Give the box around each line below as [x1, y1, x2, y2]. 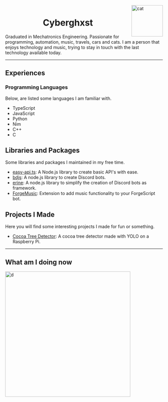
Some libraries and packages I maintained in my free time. [5, 159, 125, 165]
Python [12, 115, 27, 122]
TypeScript [12, 105, 35, 111]
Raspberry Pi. [12, 239, 41, 245]
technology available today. [5, 50, 62, 56]
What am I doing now [5, 258, 72, 266]
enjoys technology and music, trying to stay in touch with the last [5, 44, 139, 50]
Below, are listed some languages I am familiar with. [5, 95, 111, 101]
